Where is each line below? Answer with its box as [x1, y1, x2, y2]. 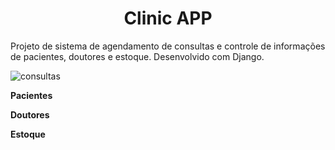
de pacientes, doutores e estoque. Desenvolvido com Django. [10, 50, 265, 62]
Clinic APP [123, 7, 213, 30]
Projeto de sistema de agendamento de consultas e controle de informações [10, 40, 326, 52]
